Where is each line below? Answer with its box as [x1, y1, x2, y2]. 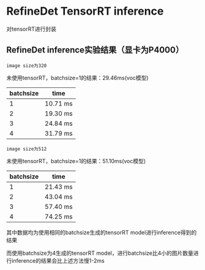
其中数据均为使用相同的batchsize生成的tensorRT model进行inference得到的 [6, 228, 197, 236]
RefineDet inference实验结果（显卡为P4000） [6, 45, 184, 56]
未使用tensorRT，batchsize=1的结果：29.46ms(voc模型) [6, 74, 149, 81]
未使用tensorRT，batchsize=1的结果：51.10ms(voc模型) [6, 157, 146, 164]
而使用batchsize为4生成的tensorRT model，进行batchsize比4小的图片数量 [6, 249, 194, 257]
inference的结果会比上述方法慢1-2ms [11, 257, 105, 264]
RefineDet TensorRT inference [6, 4, 164, 18]
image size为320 [6, 62, 47, 68]
